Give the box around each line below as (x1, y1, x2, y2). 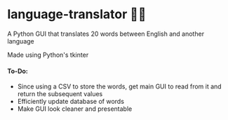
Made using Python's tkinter (7, 51, 89, 59)
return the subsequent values (17, 90, 103, 98)
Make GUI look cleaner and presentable (17, 105, 133, 113)
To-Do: (7, 67, 28, 75)
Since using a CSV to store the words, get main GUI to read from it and (17, 82, 222, 91)
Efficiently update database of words (17, 98, 125, 106)
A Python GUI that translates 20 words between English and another (7, 29, 205, 38)
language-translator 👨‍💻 (7, 6, 147, 22)
